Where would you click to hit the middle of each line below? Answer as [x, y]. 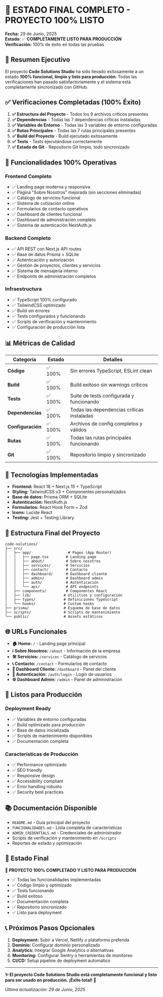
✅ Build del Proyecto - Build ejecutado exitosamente [65, 136]
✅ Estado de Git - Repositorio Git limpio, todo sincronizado [71, 147]
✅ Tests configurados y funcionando [49, 316]
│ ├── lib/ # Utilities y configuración [64, 595]
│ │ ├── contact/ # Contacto [47, 570]
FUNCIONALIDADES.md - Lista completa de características [67, 828]
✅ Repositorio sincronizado [39, 907]
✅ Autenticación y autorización [43, 259]
